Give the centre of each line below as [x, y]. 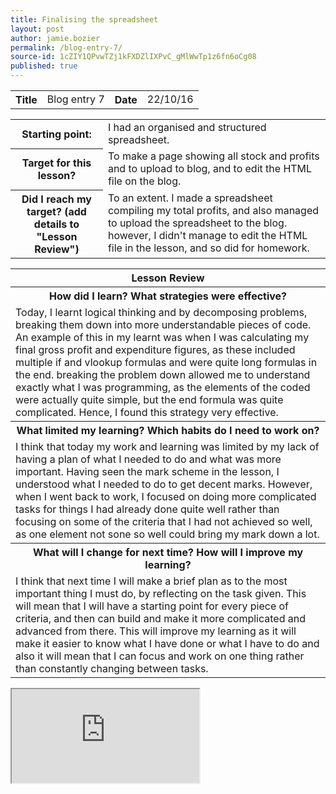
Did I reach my [56, 199]
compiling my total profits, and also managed [213, 211]
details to [56, 224]
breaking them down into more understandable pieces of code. [163, 324]
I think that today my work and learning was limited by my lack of [167, 446]
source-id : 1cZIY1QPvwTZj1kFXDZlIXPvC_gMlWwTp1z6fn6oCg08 [133, 57]
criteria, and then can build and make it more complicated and [160, 618]
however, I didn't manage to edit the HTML [207, 236]
